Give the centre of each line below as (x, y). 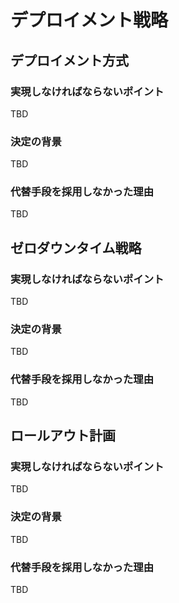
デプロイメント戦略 (89, 20)
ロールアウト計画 (63, 436)
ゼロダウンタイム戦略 (76, 247)
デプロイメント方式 (69, 60)
